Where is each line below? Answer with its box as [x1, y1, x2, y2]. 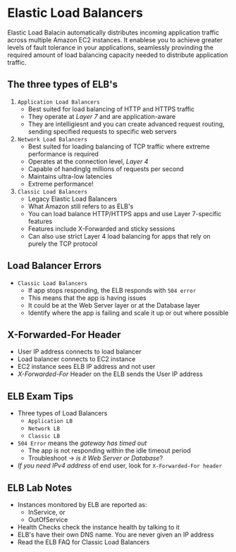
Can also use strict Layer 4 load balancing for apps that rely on [27, 232, 211, 240]
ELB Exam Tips [7, 390, 74, 402]
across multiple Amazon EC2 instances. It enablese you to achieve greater [7, 35, 223, 44]
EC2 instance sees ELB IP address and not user [17, 363, 156, 371]
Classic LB [27, 433, 61, 440]
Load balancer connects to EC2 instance [17, 355, 136, 363]
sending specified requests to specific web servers [27, 127, 178, 135]
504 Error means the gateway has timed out [17, 439, 147, 448]
